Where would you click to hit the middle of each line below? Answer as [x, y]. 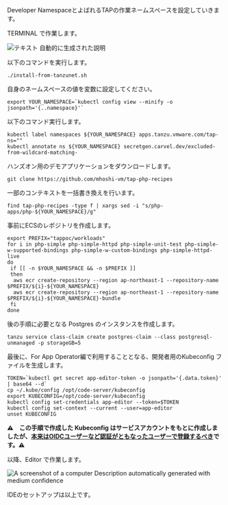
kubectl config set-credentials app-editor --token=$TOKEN [93, 402]
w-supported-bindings [38, 250]
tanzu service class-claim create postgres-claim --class [91, 337]
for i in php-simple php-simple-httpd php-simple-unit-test [95, 244]
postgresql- [195, 337]
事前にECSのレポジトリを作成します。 [61, 225]
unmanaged [21, 343]
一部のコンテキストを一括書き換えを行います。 [73, 193]
